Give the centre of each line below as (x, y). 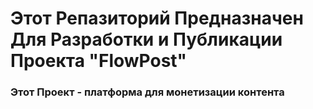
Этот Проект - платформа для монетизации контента (147, 92)
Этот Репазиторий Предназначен (157, 18)
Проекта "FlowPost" (99, 61)
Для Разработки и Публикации (146, 39)
